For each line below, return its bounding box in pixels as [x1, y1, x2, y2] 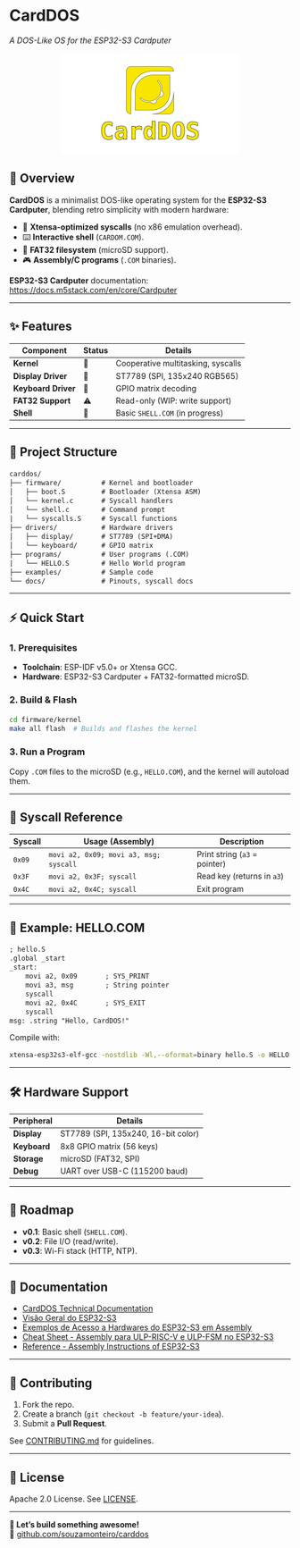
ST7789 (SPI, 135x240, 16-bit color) [60, 1128, 199, 1140]
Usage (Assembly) [83, 836, 154, 846]
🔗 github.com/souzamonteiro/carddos [9, 1528, 149, 1539]
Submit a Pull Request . [21, 1418, 107, 1429]
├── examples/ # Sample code [9, 568, 154, 576]
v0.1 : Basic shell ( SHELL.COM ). [21, 1226, 128, 1237]
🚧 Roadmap [9, 1203, 74, 1218]
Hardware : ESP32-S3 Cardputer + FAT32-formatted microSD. [21, 671, 250, 682]
